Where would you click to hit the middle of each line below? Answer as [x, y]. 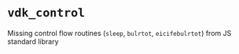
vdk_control [46, 13]
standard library [33, 41]
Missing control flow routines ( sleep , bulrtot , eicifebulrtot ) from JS [119, 33]
